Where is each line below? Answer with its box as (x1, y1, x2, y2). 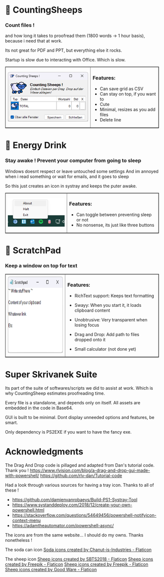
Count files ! (5, 22, 35, 29)
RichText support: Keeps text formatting (74, 293, 155, 298)
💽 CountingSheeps (5, 4, 83, 16)
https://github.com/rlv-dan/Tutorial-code (40, 473, 123, 478)
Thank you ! (5, 467, 29, 473)
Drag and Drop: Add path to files (74, 331, 140, 337)
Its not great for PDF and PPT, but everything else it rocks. (5, 47, 123, 53)
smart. (5, 419, 18, 426)
